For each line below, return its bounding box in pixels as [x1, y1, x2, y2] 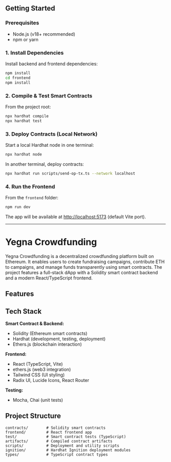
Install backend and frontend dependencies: [5, 61, 98, 67]
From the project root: [5, 104, 51, 110]
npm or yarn [12, 36, 39, 42]
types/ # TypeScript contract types [5, 452, 108, 457]
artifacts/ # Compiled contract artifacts [5, 439, 113, 444]
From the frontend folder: [5, 195, 59, 200]
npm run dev [5, 204, 31, 210]
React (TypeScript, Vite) [12, 361, 63, 367]
